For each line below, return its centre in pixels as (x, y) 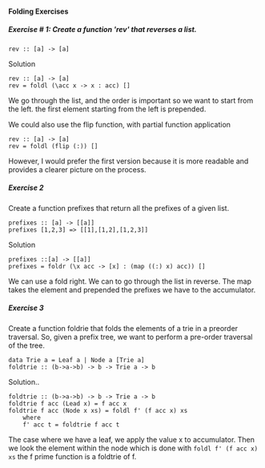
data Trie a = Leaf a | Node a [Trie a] (77, 360)
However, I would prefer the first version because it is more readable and (128, 161)
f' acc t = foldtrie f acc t (71, 425)
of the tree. (27, 345)
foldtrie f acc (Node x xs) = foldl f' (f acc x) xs (98, 410)
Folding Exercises (38, 11)
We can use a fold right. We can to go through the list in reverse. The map (130, 281)
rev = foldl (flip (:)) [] (53, 146)
